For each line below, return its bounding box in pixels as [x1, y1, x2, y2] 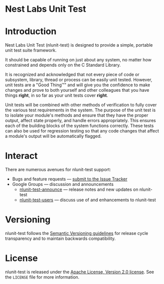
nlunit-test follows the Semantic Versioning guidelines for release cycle [5, 231, 148, 236]
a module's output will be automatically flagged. [5, 133, 102, 139]
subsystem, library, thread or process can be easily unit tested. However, [5, 77, 153, 83]
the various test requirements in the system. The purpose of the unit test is [5, 107, 156, 113]
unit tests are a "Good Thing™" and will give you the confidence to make [5, 82, 150, 88]
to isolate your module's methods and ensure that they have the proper [5, 112, 148, 118]
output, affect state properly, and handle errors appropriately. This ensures [5, 118, 156, 124]
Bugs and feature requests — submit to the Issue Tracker [12, 176, 128, 182]
